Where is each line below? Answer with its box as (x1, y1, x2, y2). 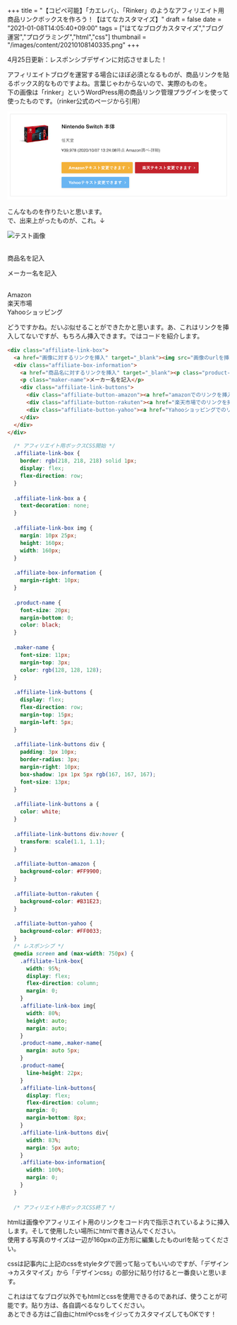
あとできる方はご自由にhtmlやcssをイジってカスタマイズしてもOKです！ (7, 1309, 217, 1318)
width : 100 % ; (25, 1166, 65, 1174)
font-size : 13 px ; (20, 778, 71, 786)
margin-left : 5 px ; (20, 718, 74, 725)
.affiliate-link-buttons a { (13, 801, 99, 808)
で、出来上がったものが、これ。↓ (7, 216, 105, 224)
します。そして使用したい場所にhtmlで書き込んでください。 (7, 1227, 180, 1235)
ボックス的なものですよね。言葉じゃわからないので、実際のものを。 (13, 79, 212, 87)
